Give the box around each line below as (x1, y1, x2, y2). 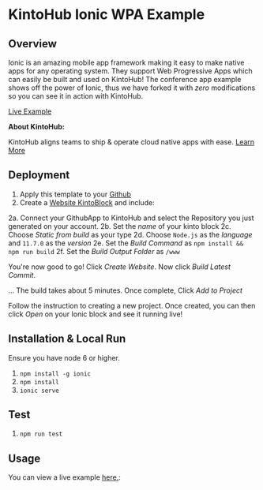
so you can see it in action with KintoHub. (8, 92, 144, 100)
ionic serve (19, 387, 59, 395)
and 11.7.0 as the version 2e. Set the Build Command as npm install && (8, 238, 244, 248)
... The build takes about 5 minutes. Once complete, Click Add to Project (8, 286, 243, 295)
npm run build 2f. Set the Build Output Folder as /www (8, 246, 180, 256)
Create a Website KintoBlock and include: (19, 197, 156, 207)
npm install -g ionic (19, 369, 91, 378)
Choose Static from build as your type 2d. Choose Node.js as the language (8, 230, 253, 239)
